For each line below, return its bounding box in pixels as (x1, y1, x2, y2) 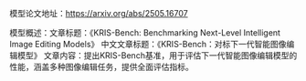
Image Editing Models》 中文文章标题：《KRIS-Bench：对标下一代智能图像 (9, 39, 287, 49)
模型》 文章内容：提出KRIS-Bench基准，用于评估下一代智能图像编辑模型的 (16, 50, 298, 61)
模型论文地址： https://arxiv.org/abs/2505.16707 (9, 8, 189, 18)
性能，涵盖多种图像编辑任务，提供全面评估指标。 (9, 62, 194, 72)
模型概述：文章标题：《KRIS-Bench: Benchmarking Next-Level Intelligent (9, 27, 281, 38)
